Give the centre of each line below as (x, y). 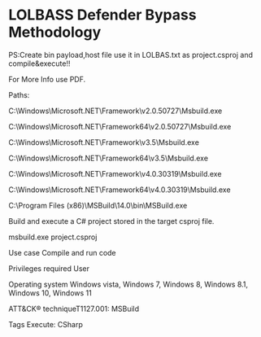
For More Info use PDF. (47, 79)
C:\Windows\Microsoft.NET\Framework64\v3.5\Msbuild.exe (109, 158)
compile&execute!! (39, 63)
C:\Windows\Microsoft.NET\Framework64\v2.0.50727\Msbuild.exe (120, 126)
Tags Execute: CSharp (46, 324)
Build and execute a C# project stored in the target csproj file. (111, 221)
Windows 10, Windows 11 (50, 293)
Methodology (55, 32)
